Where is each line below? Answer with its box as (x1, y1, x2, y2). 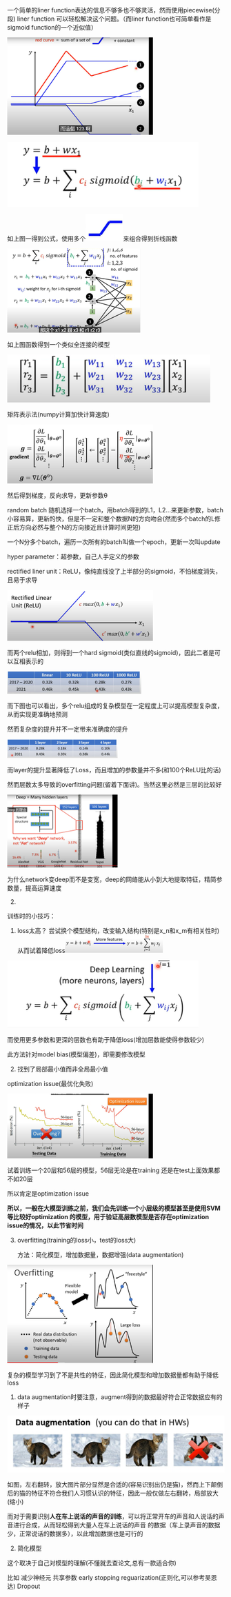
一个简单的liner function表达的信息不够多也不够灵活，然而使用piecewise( (7, 6, 215, 14)
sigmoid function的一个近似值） (7, 23, 98, 31)
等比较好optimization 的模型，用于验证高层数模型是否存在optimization (7, 1213, 209, 1221)
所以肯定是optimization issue (7, 1189, 90, 1198)
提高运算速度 (25, 884, 62, 892)
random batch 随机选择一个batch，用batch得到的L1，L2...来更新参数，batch (7, 505, 224, 514)
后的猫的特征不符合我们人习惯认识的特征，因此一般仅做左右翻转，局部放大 (7, 1489, 219, 1498)
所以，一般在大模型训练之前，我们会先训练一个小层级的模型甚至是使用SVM (7, 1204, 221, 1212)
